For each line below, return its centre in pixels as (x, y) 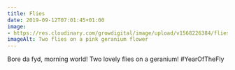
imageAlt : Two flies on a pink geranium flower (78, 40)
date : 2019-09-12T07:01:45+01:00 (56, 20)
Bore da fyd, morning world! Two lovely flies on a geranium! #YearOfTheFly (116, 59)
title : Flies (26, 14)
